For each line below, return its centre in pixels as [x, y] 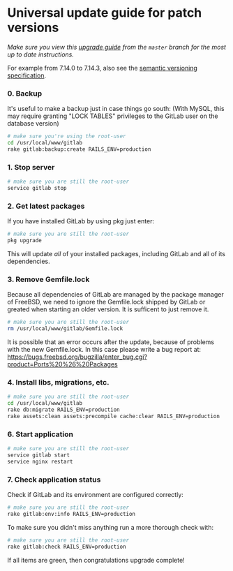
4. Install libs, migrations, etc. [58, 382]
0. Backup [25, 94]
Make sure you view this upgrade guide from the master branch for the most [117, 47]
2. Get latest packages [46, 206]
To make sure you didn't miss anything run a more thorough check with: [111, 527]
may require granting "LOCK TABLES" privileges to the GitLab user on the [113, 116]
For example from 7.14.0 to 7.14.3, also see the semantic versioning [102, 68]
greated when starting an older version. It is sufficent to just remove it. [108, 309]
